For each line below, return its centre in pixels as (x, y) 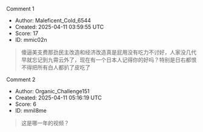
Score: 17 (26, 33)
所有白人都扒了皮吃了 (64, 67)
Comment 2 (21, 79)
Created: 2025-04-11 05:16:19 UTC (58, 97)
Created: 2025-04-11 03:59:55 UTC (59, 27)
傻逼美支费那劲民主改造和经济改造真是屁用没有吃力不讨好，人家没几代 (109, 52)
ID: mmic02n (31, 40)
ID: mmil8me (31, 111)
